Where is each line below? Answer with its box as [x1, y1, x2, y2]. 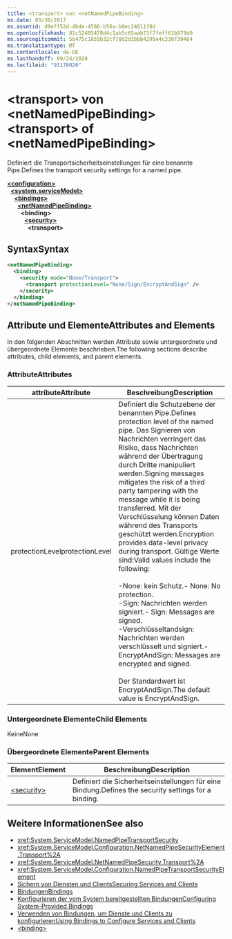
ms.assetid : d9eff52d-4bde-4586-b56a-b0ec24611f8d [7, 23, 156, 30]
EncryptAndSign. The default [118, 684, 211, 694]
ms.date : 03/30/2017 [7, 17, 67, 24]
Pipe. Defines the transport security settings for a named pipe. [7, 165, 183, 174]
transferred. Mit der [118, 503, 182, 513]
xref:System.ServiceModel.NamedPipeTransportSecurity [17, 836, 179, 844]
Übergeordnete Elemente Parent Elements [7, 747, 150, 756]
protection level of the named [118, 417, 214, 426]
